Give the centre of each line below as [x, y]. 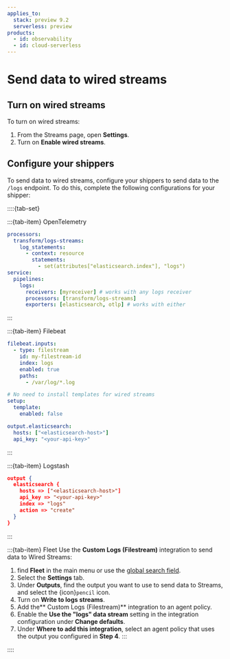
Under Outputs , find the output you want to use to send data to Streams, [120, 585]
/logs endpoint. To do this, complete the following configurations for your [111, 187]
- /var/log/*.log [50, 382]
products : [21, 33]
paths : [29, 376]
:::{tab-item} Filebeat [37, 331]
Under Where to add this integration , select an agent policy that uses [116, 629]
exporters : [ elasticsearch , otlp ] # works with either [105, 305]
